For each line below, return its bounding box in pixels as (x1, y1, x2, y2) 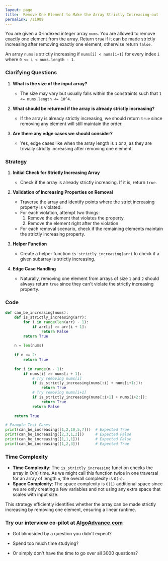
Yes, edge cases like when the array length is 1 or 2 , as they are (20, 140, 152, 146)
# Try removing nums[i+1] (32, 390, 87, 395)
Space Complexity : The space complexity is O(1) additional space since (12, 481, 163, 487)
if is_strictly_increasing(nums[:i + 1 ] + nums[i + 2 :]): (32, 395, 147, 400)
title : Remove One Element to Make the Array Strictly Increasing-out (5, 12, 158, 17)
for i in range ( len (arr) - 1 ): (23, 320, 89, 325)
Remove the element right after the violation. (27, 220, 120, 226)
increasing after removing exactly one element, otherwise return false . (5, 41, 152, 47)
